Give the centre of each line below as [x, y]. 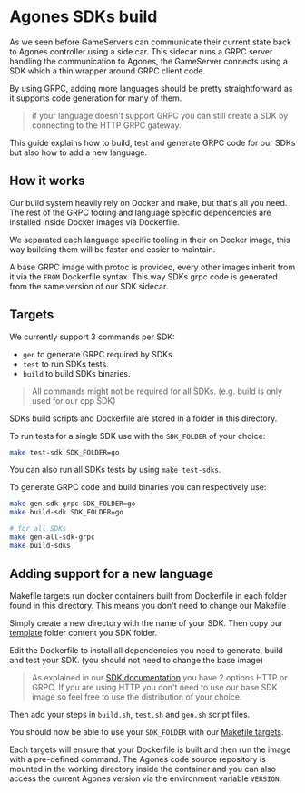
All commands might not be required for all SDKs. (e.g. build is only [157, 391]
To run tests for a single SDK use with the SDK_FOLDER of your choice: [138, 436]
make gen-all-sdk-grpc [52, 537]
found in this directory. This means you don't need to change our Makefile [148, 605]
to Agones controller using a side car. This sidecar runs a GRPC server [141, 51]
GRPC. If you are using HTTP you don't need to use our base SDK [154, 687]
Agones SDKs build [84, 17]
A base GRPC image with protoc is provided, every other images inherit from [152, 267]
